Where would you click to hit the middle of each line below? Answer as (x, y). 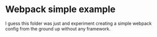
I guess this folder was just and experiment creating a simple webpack (78, 23)
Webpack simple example (60, 9)
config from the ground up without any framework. (58, 28)
